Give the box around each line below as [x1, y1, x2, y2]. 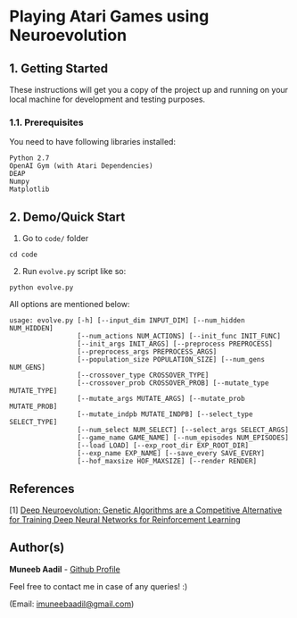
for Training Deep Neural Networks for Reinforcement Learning [9, 514, 241, 524]
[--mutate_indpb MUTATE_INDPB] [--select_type [77, 410, 253, 419]
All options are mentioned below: [9, 299, 131, 310]
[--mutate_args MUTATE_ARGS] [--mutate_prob [77, 395, 245, 404]
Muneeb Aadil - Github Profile [9, 564, 120, 574]
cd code [9, 250, 38, 260]
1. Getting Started [9, 61, 109, 76]
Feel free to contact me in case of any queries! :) [9, 580, 188, 591]
